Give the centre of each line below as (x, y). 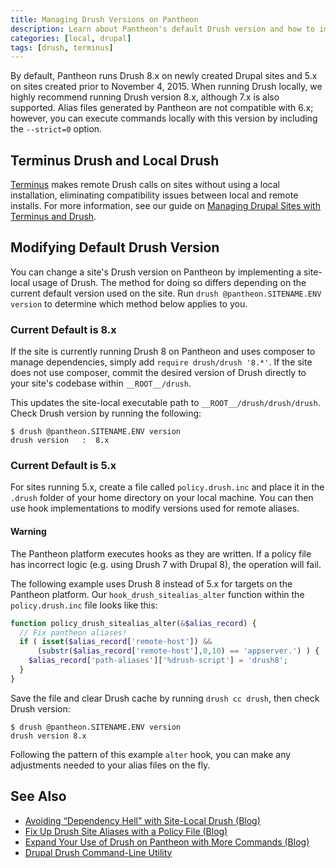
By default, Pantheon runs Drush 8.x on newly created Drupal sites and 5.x (164, 76)
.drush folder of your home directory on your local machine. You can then (162, 498)
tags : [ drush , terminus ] (62, 47)
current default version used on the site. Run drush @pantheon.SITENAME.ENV (166, 293)
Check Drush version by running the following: (106, 413)
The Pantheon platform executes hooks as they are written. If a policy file (161, 553)
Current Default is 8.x (63, 329)
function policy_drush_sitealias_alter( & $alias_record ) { (133, 623)
